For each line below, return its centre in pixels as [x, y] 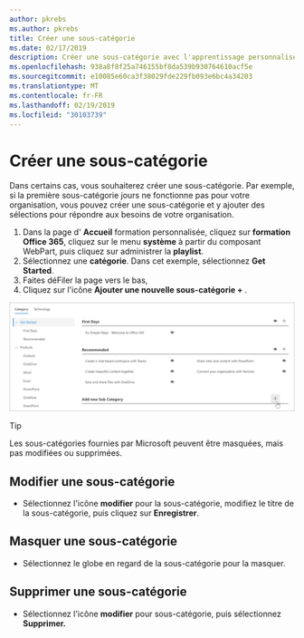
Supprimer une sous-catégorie [98, 592]
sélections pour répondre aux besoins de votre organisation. [122, 215]
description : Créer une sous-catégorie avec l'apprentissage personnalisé [153, 58]
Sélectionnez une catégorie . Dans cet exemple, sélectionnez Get [144, 261]
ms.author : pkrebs [44, 29]
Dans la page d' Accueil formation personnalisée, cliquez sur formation [157, 232]
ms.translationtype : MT [54, 86]
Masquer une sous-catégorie [94, 541]
